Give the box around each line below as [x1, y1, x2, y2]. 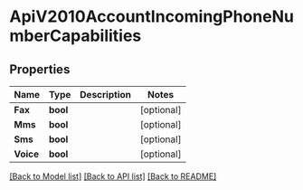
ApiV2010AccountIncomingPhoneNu [9, 6, 294, 27]
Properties [9, 62, 71, 77]
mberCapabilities [9, 25, 142, 46]
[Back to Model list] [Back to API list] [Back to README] [9, 171, 217, 182]
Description [80, 89, 131, 100]
